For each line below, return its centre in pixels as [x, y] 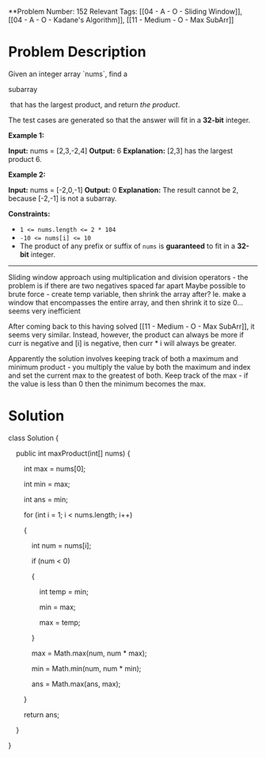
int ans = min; [46, 499]
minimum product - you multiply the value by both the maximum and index [129, 367]
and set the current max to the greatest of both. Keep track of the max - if [128, 375]
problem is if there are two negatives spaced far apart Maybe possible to [127, 286]
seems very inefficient [44, 311]
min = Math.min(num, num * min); [86, 668]
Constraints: [29, 213]
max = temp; [60, 622]
